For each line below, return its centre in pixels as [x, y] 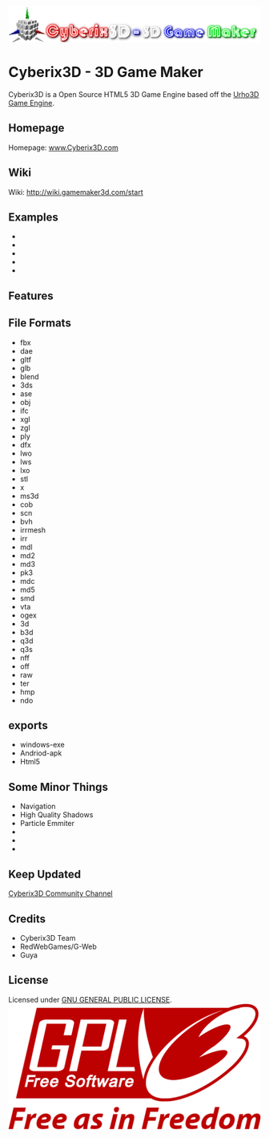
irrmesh [33, 530]
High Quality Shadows [56, 815]
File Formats [40, 323]
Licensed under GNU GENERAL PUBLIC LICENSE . [90, 999]
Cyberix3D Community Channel [61, 893]
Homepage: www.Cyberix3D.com [63, 148]
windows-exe [42, 745]
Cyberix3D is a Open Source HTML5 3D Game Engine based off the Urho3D [134, 95]
